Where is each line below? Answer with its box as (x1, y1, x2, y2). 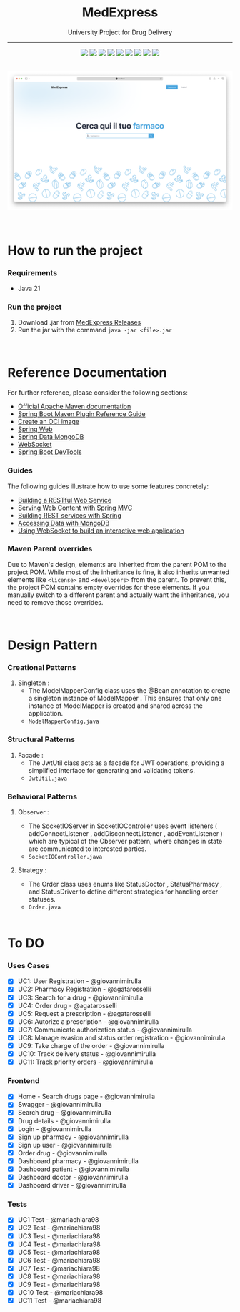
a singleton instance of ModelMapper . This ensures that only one (28, 694, 222, 703)
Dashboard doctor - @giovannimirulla (17, 1173, 129, 1181)
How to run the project (7, 242, 143, 258)
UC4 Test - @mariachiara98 (17, 1240, 101, 1248)
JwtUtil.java (28, 775, 68, 782)
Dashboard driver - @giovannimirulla (17, 1181, 126, 1190)
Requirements (7, 267, 58, 277)
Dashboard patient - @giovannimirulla (17, 1165, 130, 1173)
